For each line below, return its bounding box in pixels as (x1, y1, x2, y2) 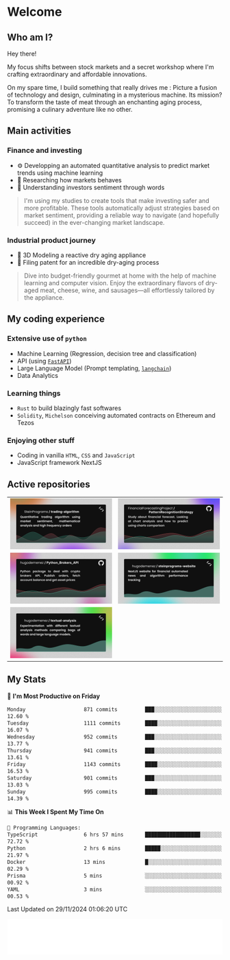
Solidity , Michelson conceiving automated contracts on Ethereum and (16, 411, 216, 419)
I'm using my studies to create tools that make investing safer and (23, 196, 210, 204)
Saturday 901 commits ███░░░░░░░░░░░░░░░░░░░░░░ (7, 774, 222, 782)
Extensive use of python (7, 334, 87, 344)
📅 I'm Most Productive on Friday (7, 692, 101, 700)
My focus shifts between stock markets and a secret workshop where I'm (7, 63, 214, 71)
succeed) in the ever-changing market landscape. (23, 218, 165, 226)
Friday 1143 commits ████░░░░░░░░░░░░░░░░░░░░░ (7, 760, 222, 768)
